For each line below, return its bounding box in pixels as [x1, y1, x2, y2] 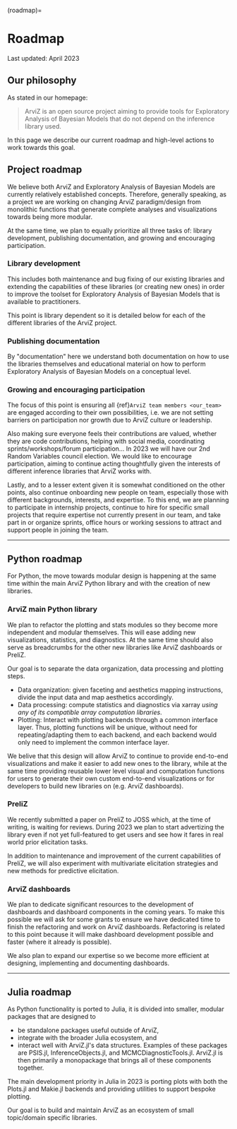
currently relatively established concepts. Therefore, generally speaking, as [7, 190, 227, 199]
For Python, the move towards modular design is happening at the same [7, 572, 217, 580]
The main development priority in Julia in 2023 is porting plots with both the [7, 1077, 228, 1085]
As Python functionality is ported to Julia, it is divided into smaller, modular [7, 1005, 224, 1013]
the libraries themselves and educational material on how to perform [7, 360, 206, 368]
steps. [7, 671, 25, 680]
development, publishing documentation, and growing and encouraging [7, 233, 215, 242]
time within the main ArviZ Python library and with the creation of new [7, 579, 210, 588]
